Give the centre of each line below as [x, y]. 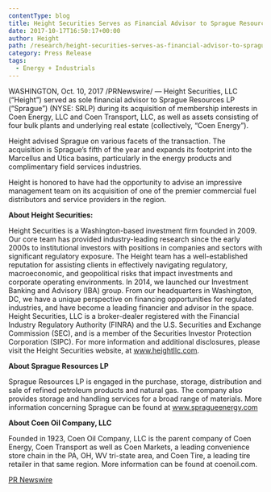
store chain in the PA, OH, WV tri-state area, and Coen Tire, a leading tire [129, 455]
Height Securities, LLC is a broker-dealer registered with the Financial [124, 316]
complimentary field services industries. [75, 167]
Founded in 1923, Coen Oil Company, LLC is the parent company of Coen [130, 438]
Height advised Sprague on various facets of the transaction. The [117, 141]
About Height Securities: [51, 215]
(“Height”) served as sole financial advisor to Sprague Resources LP [122, 99]
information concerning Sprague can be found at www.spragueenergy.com [133, 407]
